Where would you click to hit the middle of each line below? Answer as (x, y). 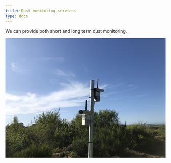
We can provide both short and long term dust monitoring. (66, 31)
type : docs (17, 16)
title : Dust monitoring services (41, 11)
